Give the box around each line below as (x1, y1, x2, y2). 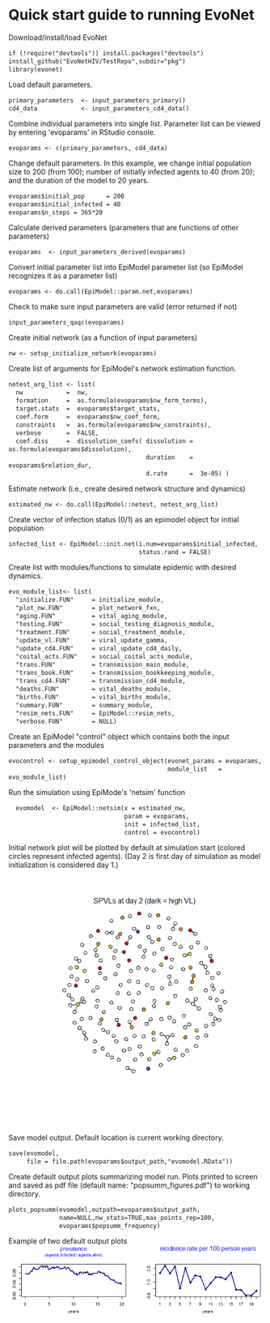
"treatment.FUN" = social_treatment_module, (15, 628, 186, 636)
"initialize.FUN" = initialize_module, (15, 595, 164, 604)
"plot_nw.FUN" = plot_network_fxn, (15, 604, 161, 612)
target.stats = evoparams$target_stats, (15, 404, 161, 413)
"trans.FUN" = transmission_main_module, (15, 660, 190, 668)
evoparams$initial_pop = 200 (8, 192, 125, 200)
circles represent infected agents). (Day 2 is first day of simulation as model (8, 851, 261, 861)
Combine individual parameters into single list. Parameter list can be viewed (8, 118, 261, 128)
